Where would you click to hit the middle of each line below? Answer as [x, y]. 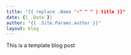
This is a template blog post [41, 45]
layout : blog [23, 28]
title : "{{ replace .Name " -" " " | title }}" [66, 12]
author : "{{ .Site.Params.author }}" [54, 23]
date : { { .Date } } [29, 17]
